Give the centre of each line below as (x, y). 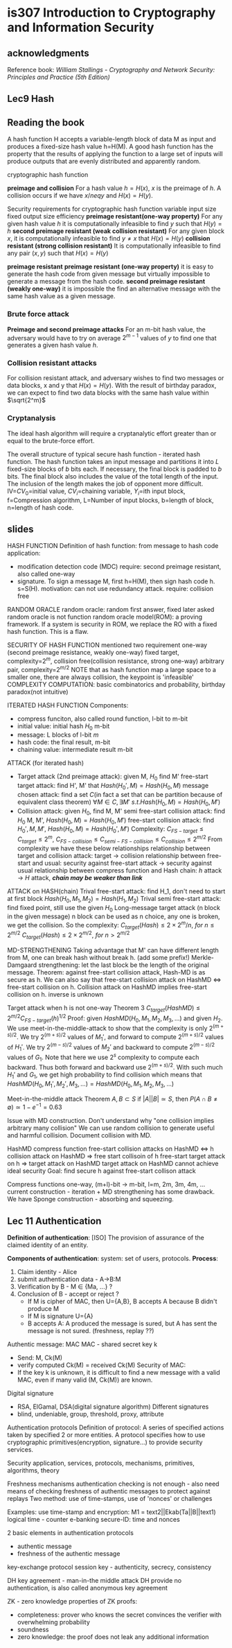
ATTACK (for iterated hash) (46, 763)
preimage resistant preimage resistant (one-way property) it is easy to (110, 267)
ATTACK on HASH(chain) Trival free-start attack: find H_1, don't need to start (116, 891)
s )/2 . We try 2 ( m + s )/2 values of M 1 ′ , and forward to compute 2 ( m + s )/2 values (115, 1037)
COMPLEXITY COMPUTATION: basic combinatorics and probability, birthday (116, 684)
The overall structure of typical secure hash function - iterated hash (104, 454)
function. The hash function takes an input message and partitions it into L (113, 461)
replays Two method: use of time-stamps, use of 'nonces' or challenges (110, 1499)
